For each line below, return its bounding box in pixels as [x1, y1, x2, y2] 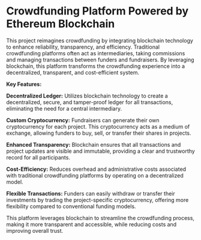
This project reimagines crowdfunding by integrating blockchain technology [6, 37, 194, 44]
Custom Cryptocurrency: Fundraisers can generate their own [6, 116, 160, 124]
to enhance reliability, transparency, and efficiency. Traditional [6, 43, 160, 51]
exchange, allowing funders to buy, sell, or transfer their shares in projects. [6, 129, 191, 137]
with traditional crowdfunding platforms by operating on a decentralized [6, 171, 184, 179]
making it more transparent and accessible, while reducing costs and [6, 221, 177, 228]
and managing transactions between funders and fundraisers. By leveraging [6, 56, 194, 63]
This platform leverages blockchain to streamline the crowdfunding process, [6, 214, 195, 221]
